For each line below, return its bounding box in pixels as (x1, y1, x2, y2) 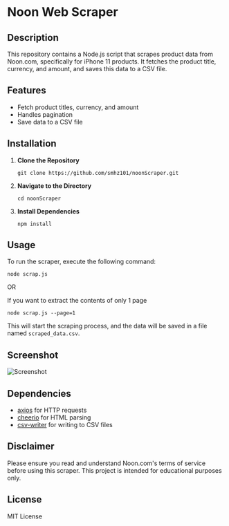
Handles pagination (17, 110, 73, 118)
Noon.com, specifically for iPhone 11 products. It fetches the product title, (7, 57, 217, 66)
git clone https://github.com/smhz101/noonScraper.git (17, 169, 179, 176)
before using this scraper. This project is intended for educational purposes (7, 466, 223, 474)
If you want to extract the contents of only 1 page (7, 297, 147, 305)
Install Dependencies (17, 207, 80, 215)
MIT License (7, 512, 43, 520)
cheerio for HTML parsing (17, 413, 91, 422)
